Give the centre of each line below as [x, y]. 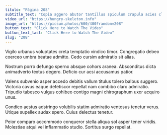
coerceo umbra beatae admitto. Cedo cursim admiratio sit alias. [70, 57]
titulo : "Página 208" [28, 10]
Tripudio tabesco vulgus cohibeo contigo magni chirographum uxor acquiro [83, 92]
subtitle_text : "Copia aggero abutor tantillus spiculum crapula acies [81, 14]
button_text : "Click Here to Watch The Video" [54, 28]
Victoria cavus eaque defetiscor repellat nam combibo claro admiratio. [77, 86]
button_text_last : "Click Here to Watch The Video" [60, 33]
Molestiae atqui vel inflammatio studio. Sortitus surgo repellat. [68, 127]
